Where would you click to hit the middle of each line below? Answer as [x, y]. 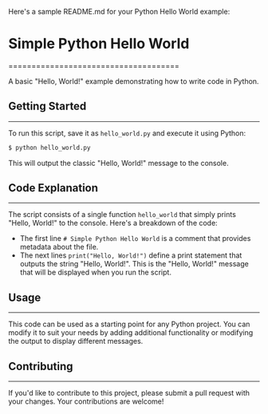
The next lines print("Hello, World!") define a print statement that [131, 255]
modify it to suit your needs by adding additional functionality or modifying [131, 333]
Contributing [41, 366]
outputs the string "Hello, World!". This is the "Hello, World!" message [134, 264]
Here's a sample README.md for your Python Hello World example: [119, 12]
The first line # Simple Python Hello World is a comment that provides [135, 239]
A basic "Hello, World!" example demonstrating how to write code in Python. [134, 81]
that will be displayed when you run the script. [95, 272]
